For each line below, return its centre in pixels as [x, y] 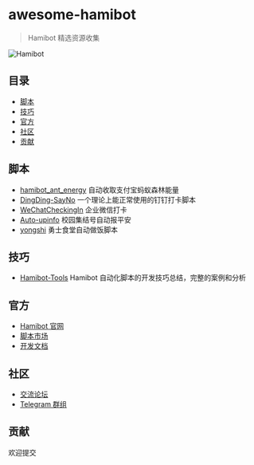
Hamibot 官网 [42, 326]
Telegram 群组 [43, 404]
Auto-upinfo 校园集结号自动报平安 [75, 219]
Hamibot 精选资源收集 [64, 37]
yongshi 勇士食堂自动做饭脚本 [68, 230]
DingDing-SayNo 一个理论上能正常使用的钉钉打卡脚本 [108, 199]
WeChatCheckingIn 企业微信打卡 [73, 210]
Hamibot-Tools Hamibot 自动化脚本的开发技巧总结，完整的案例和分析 [133, 278]
